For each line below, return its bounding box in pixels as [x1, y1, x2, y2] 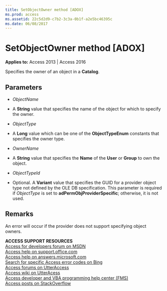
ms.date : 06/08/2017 [5, 21, 48, 26]
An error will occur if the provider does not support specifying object [5, 223, 147, 229]
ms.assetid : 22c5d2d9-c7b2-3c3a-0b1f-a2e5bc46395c [5, 16, 113, 21]
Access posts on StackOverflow [5, 280, 71, 286]
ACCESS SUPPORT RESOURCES [5, 238, 73, 244]
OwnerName [12, 145, 39, 151]
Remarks [5, 210, 34, 218]
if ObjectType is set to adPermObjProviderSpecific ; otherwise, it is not [12, 190, 159, 196]
